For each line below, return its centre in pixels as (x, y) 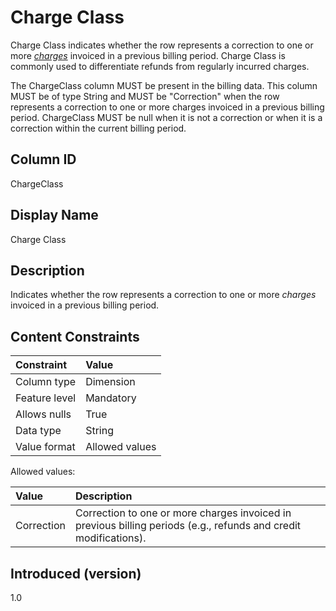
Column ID (43, 159)
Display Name (54, 215)
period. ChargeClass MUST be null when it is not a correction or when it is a (166, 117)
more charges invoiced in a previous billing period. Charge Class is (148, 55)
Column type (46, 382)
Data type (38, 431)
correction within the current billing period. (98, 128)
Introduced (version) (76, 573)
